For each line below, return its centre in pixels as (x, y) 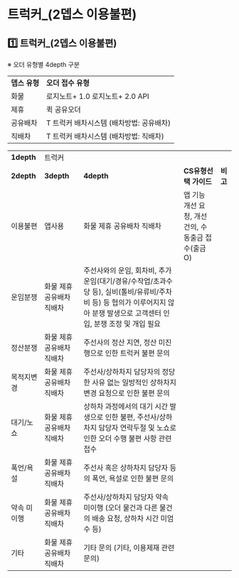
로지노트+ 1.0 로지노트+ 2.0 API (97, 96)
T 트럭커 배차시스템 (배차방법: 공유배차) (108, 123)
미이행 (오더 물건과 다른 (121, 508)
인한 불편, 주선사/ (132, 417)
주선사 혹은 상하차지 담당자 (126, 468)
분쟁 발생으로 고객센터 (127, 313)
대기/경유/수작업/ (126, 281)
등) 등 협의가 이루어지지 (129, 303)
